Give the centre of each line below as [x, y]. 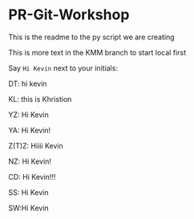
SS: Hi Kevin [28, 192]
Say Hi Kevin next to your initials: [63, 68]
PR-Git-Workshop [69, 15]
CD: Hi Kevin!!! [32, 176]
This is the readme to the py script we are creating [91, 37]
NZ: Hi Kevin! [30, 161]
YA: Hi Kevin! [30, 130]
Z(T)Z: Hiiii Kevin [36, 145]
